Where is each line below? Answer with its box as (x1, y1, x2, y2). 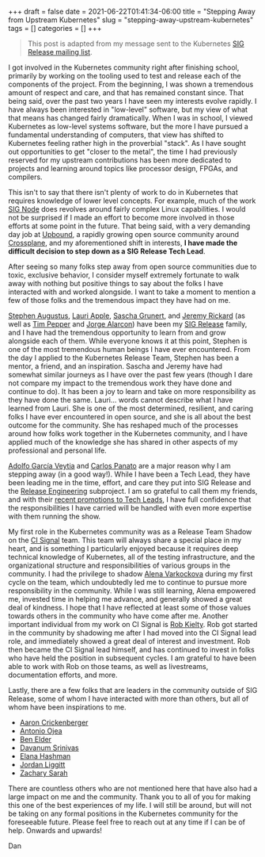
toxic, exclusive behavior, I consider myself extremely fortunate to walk (8, 270, 240, 280)
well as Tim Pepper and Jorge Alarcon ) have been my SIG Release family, (8, 319, 248, 328)
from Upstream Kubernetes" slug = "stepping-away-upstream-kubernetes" (8, 15, 254, 25)
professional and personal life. (8, 446, 107, 455)
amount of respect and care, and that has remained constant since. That (8, 88, 244, 98)
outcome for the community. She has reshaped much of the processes (8, 420, 239, 430)
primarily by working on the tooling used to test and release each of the (8, 71, 241, 80)
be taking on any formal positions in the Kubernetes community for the (8, 809, 239, 818)
